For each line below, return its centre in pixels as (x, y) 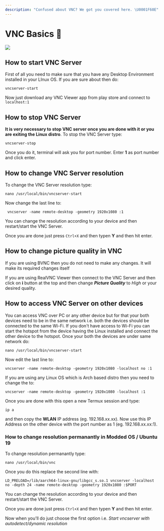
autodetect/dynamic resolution (36, 523)
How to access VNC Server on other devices (74, 304)
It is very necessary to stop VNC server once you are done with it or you (80, 129)
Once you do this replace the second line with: (52, 472)
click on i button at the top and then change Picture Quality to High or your (81, 283)
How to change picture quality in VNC (64, 251)
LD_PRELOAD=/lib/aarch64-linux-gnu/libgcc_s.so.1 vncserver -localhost (80, 480)
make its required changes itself (37, 268)
